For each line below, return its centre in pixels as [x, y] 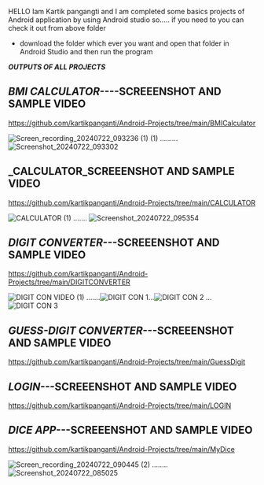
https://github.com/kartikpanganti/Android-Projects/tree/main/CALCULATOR [132, 202]
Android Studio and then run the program [86, 52]
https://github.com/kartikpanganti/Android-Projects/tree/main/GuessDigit [127, 362]
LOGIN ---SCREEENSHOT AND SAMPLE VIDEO [123, 386]
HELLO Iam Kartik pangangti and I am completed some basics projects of [126, 11]
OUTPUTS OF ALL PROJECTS [57, 67]
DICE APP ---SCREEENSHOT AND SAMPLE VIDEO [130, 430]
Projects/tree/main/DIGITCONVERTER [70, 282]
